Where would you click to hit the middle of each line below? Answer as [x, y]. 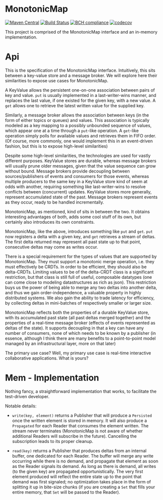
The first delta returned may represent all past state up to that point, [73, 242]
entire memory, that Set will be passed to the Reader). [66, 492]
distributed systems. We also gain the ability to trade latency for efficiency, [80, 298]
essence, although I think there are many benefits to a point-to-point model [80, 338]
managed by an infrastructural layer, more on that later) [60, 343]
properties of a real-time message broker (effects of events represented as [80, 323]
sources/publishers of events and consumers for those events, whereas [77, 176]
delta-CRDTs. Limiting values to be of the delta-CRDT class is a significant [80, 272]
